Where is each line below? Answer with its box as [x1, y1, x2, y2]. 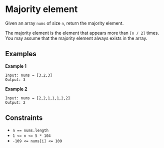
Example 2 [5, 86, 27, 92]
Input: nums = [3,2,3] [5, 73, 52, 78]
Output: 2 [5, 100, 26, 105]
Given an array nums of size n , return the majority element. [5, 20, 124, 26]
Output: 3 [5, 77, 26, 82]
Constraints [5, 114, 43, 122]
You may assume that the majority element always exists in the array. [5, 35, 147, 41]
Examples [5, 50, 36, 58]
